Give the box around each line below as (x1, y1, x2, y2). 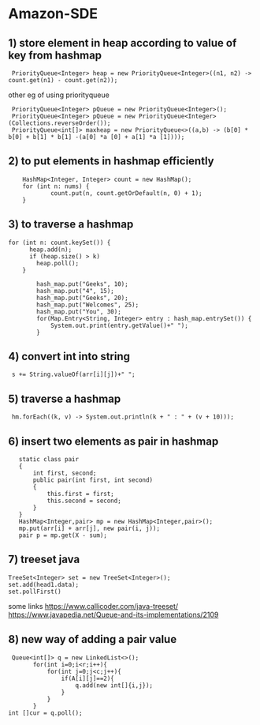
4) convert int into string (8, 350, 131, 363)
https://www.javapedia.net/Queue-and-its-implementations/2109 (8, 610, 219, 619)
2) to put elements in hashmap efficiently (8, 155, 214, 168)
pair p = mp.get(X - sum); (18, 532, 108, 539)
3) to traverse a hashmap (8, 218, 134, 231)
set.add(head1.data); (8, 580, 80, 588)
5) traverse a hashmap (8, 392, 121, 405)
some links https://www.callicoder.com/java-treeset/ (8, 601, 179, 610)
